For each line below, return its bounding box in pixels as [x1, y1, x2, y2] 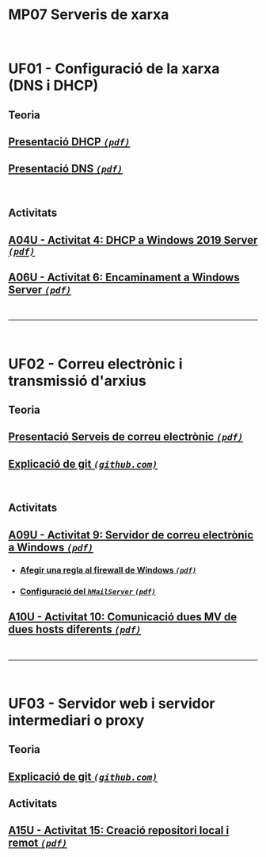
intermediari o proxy [8, 711, 145, 729]
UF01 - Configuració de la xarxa [8, 60, 220, 78]
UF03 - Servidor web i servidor [8, 694, 215, 712]
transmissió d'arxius [8, 372, 146, 390]
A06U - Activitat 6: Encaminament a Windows [8, 270, 240, 284]
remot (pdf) [8, 836, 67, 850]
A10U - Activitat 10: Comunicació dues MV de [8, 610, 237, 624]
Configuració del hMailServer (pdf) [19, 585, 156, 596]
